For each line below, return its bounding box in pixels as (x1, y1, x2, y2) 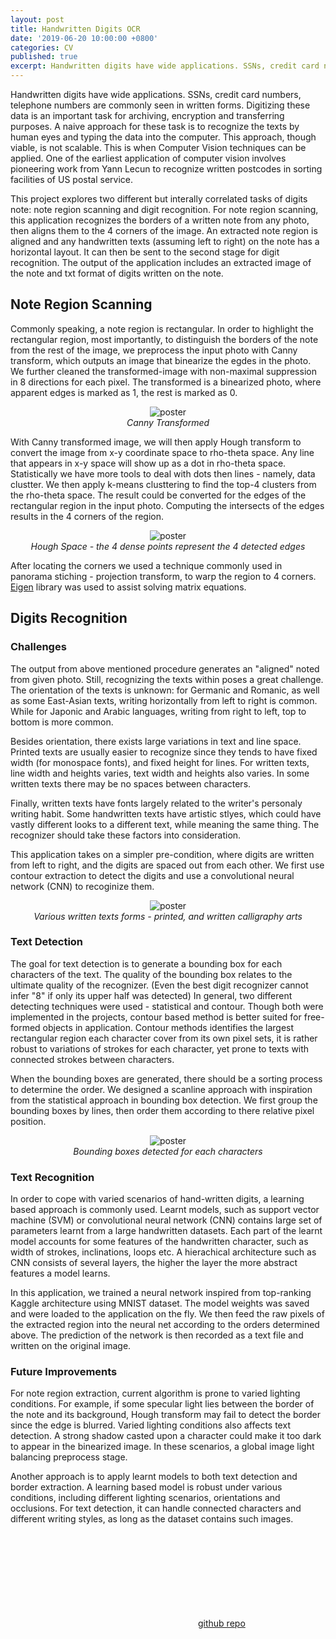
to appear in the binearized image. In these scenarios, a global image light (10, 1441, 315, 1453)
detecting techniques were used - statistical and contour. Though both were (10, 1000, 324, 1012)
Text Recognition (10, 1170, 95, 1184)
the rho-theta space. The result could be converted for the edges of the (10, 489, 307, 501)
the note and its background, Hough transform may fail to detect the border (10, 1409, 321, 1421)
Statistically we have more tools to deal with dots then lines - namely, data (10, 467, 316, 480)
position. (10, 1115, 47, 1127)
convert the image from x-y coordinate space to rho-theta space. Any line (10, 446, 315, 458)
